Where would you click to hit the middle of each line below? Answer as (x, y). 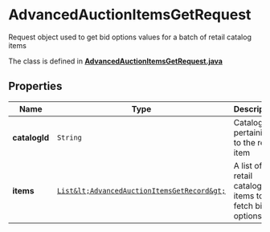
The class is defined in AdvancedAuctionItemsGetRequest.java (116, 61)
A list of (248, 165)
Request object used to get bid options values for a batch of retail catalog (130, 37)
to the (244, 142)
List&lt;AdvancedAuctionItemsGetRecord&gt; (141, 191)
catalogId (31, 137)
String (70, 137)
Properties (35, 86)
